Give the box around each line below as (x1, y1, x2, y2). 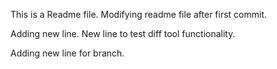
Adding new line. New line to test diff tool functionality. (10, 28, 236, 39)
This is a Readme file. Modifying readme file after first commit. (10, 9, 268, 20)
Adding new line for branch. (10, 47, 125, 59)
